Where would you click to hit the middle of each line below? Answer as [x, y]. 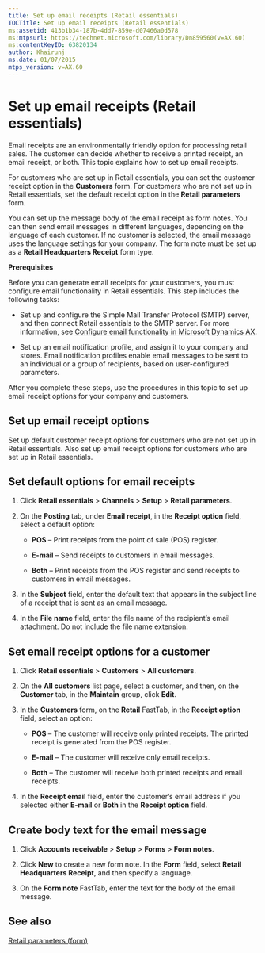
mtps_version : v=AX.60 [45, 67]
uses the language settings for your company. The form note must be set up [132, 243]
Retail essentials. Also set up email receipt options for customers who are [128, 448]
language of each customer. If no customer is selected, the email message [130, 235]
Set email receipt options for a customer [109, 651]
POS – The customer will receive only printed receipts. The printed [140, 733]
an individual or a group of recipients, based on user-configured [124, 364]
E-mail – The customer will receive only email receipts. [121, 757]
